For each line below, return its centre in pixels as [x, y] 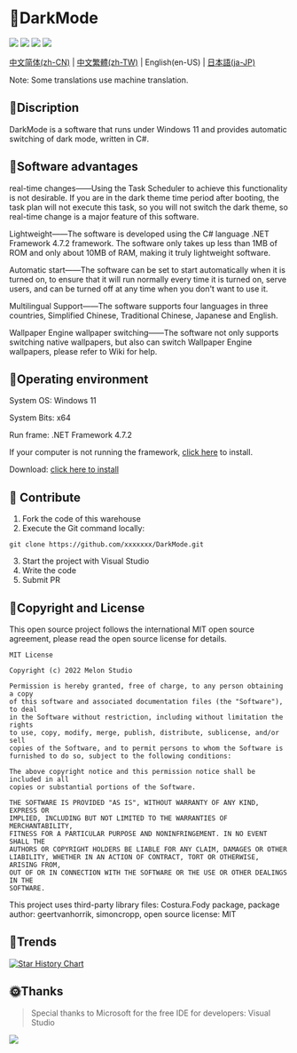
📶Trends [33, 942]
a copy [21, 694]
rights [21, 725]
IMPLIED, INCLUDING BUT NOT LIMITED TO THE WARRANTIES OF [118, 818]
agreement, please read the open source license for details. [118, 638]
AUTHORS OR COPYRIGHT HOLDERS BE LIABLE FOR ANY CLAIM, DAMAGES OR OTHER [148, 850]
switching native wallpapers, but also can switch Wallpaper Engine [131, 342]
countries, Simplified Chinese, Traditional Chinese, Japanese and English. [144, 315]
